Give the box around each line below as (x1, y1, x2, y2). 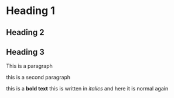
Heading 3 (6, 47, 45, 57)
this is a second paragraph (6, 74, 71, 81)
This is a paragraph (6, 62, 53, 69)
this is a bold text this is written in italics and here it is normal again (6, 85, 169, 92)
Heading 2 (6, 27, 45, 37)
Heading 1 (6, 4, 56, 17)
